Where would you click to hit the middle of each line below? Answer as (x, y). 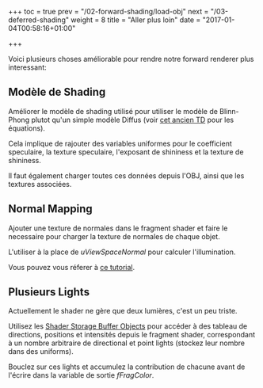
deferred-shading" (39, 20)
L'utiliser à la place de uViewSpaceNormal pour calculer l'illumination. (122, 252)
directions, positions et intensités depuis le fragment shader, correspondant (132, 335)
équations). (27, 128)
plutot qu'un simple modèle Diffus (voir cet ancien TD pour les (133, 120)
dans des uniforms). (41, 352)
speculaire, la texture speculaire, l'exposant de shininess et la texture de (126, 152)
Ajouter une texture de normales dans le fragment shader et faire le (118, 228)
